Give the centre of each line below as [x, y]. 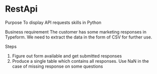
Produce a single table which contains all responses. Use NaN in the [80, 61]
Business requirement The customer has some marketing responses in [76, 32]
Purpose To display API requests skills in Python [53, 22]
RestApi [21, 9]
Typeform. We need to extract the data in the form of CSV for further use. [78, 37]
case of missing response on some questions [57, 66]
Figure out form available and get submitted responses [67, 56]
